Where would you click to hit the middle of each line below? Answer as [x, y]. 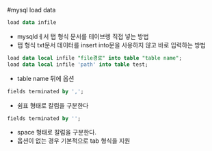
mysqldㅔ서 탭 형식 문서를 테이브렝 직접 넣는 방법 [83, 36]
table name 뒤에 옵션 [45, 78]
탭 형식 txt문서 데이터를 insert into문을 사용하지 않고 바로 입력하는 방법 [111, 45]
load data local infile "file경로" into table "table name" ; [95, 58]
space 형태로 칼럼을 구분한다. [57, 132]
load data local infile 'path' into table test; [78, 65]
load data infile [32, 23]
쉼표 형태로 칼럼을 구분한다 [53, 105]
